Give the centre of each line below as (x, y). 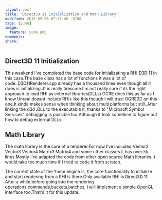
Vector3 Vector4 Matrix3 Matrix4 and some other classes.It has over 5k (77, 152)
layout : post (18, 10)
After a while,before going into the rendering (50, 182)
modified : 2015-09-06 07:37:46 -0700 (43, 19)
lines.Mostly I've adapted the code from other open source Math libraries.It (80, 157)
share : (12, 41)
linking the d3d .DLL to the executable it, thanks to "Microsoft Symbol (75, 109)
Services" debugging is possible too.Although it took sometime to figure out (81, 114)
